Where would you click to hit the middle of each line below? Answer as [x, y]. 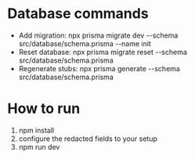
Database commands [78, 14]
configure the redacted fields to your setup [88, 139]
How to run [44, 108]
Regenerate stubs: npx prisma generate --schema [99, 68]
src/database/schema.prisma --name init [85, 43]
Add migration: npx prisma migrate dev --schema [98, 35]
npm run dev [39, 146]
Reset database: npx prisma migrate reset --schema [103, 52]
